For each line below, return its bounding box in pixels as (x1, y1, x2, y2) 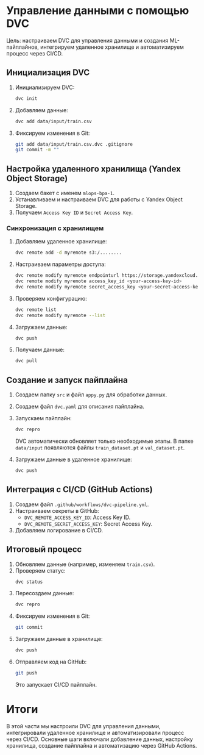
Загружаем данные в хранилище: (15, 635, 103, 643)
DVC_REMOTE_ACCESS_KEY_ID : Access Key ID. (24, 513, 131, 521)
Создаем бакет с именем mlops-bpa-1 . (15, 190, 114, 197)
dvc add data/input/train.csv (15, 118, 93, 124)
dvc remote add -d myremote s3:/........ (15, 249, 122, 256)
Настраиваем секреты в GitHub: (15, 507, 99, 514)
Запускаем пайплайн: (15, 415, 72, 422)
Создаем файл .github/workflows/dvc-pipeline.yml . (15, 501, 149, 508)
